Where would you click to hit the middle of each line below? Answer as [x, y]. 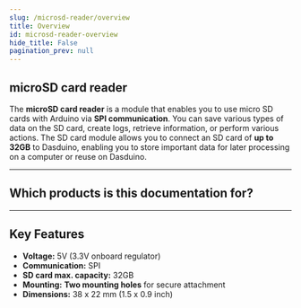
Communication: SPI [61, 265]
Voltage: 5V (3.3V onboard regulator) [91, 256]
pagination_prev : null [52, 51]
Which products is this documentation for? [131, 194]
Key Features [47, 234]
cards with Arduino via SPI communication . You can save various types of [146, 119]
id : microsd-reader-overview [64, 34]
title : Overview [39, 26]
